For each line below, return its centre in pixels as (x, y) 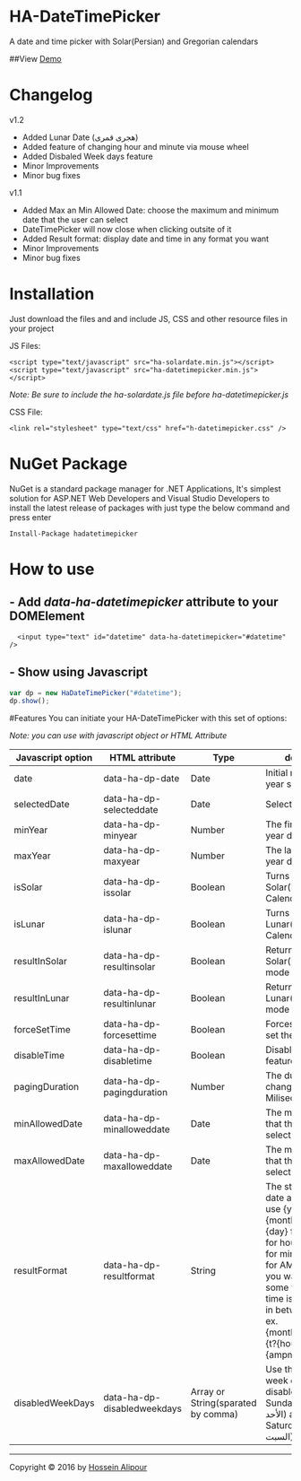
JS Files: (25, 345)
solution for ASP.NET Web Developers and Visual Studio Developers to (140, 498)
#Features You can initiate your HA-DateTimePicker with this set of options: (148, 719)
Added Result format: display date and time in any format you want (146, 239)
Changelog (51, 95)
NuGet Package (69, 464)
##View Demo (36, 58)
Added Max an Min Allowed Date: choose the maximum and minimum (150, 210)
